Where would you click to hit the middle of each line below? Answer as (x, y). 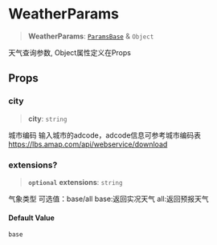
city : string (47, 118)
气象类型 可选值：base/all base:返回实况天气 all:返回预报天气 (108, 199)
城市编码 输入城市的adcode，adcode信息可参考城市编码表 (105, 135)
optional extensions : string (75, 182)
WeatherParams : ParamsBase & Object (91, 36)
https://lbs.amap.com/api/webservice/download (88, 144)
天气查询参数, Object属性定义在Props (70, 52)
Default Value (31, 218)
